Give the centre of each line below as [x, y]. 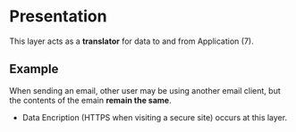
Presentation [58, 16]
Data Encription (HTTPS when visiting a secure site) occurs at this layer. [155, 117]
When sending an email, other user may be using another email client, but [145, 90]
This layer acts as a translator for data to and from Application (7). [131, 41]
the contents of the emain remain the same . [90, 100]
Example [34, 69]
